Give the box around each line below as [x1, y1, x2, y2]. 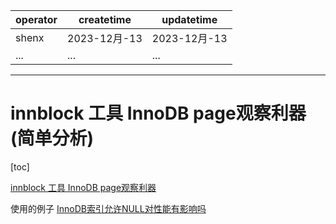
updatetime [161, 13, 218, 26]
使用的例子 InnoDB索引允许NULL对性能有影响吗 [10, 202, 207, 214]
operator [15, 13, 58, 26]
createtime [78, 13, 132, 26]
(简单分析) [10, 127, 95, 150]
